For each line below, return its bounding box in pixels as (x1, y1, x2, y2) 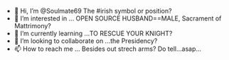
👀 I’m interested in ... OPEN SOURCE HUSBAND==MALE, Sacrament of (14, 14, 222, 23)
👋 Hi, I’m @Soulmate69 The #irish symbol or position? (14, 7, 172, 15)
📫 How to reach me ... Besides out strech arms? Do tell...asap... (14, 44, 201, 53)
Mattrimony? (14, 22, 52, 30)
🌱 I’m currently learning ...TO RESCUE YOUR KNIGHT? (14, 29, 173, 37)
